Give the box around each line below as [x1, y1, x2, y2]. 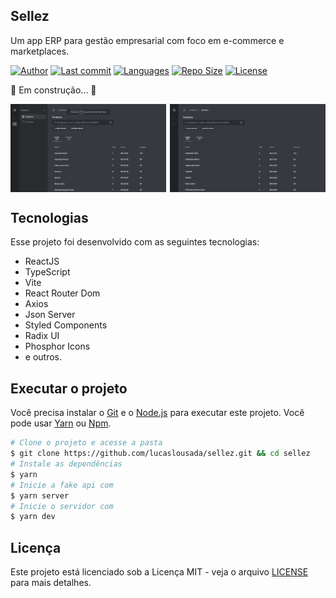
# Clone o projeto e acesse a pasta [10, 438, 163, 448]
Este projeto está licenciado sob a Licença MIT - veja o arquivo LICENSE [10, 566, 309, 578]
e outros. [24, 351, 63, 363]
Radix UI [24, 330, 60, 342]
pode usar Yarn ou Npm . [10, 417, 112, 429]
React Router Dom [24, 287, 101, 299]
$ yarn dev [10, 512, 56, 522]
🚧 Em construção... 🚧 [10, 84, 97, 96]
